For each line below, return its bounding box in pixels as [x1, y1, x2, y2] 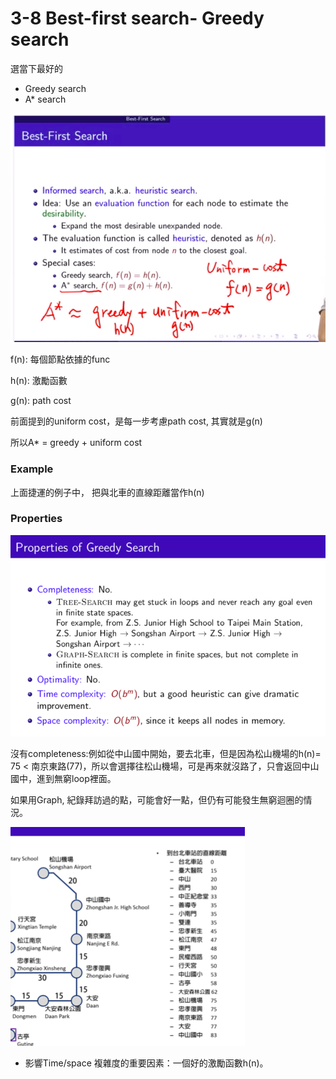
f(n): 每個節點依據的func [10, 353, 111, 366]
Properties [10, 512, 63, 526]
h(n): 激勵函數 [10, 375, 68, 387]
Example [10, 462, 54, 476]
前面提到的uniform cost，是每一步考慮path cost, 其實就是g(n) [10, 415, 263, 427]
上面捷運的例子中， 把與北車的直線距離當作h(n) [10, 486, 205, 498]
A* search [24, 93, 67, 105]
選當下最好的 [10, 62, 63, 74]
